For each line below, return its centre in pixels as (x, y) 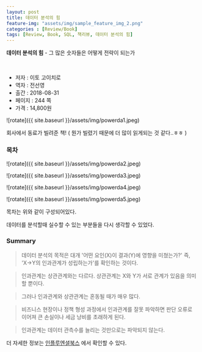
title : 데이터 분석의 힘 (34, 18)
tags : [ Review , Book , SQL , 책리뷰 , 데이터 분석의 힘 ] (70, 35)
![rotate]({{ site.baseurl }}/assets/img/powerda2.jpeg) (74, 164)
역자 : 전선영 (30, 85)
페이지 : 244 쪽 (33, 101)
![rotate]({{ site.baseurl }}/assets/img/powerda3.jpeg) (74, 176)
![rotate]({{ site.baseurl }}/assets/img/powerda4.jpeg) (74, 187)
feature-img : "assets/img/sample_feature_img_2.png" (75, 23)
